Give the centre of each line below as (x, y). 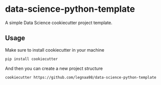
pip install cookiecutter (31, 59)
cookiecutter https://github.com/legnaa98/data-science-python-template (81, 77)
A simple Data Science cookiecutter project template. (59, 23)
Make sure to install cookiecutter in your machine (55, 50)
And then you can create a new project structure (54, 68)
